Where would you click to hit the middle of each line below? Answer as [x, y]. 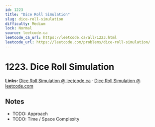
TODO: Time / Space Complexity [46, 119]
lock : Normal [19, 28]
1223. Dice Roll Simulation [60, 66]
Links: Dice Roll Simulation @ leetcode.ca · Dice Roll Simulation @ [73, 81]
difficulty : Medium [25, 24]
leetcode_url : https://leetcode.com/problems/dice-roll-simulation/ [78, 42]
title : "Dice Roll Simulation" [38, 14]
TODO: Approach [30, 114]
